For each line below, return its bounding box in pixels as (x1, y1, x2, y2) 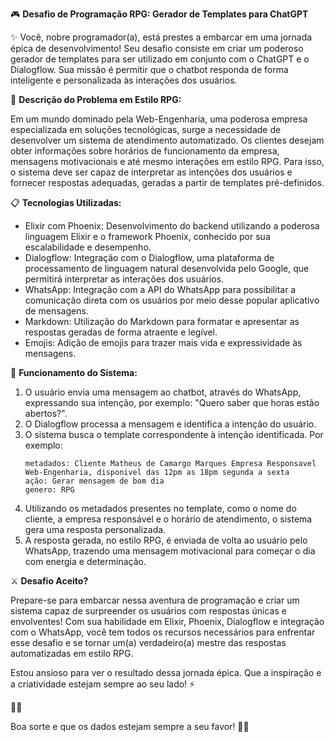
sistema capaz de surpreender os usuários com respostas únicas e (10, 605, 287, 617)
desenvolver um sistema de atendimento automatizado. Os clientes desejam (10, 134, 325, 146)
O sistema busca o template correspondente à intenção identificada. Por (24, 429, 324, 440)
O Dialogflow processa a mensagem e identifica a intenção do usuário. (24, 418, 317, 430)
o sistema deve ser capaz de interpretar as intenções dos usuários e (10, 166, 293, 178)
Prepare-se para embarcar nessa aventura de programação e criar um (10, 594, 300, 606)
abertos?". (24, 408, 68, 419)
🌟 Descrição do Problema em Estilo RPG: (10, 94, 182, 105)
